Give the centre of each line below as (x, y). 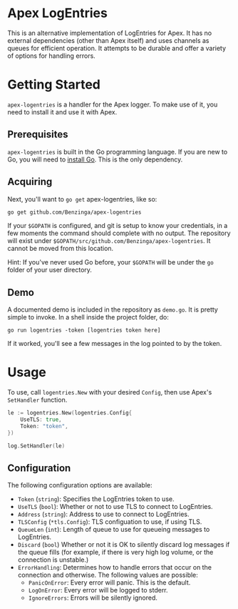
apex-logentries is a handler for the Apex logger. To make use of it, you (113, 104)
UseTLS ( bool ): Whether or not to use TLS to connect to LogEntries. (115, 507)
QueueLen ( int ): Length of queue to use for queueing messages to (114, 530)
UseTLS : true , (41, 420)
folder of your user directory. (50, 270)
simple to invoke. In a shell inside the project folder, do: (88, 317)
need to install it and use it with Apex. (62, 112)
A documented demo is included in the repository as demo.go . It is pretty (113, 310)
